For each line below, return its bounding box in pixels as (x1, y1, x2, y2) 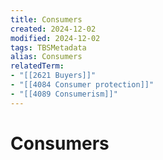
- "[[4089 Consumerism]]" (10, 89, 118, 99)
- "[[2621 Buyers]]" (10, 71, 97, 81)
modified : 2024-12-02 (10, 33, 101, 43)
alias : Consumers (10, 52, 83, 62)
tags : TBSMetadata (10, 42, 87, 53)
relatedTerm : (10, 61, 65, 71)
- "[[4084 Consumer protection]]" (10, 80, 155, 90)
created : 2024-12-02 (10, 24, 97, 34)
